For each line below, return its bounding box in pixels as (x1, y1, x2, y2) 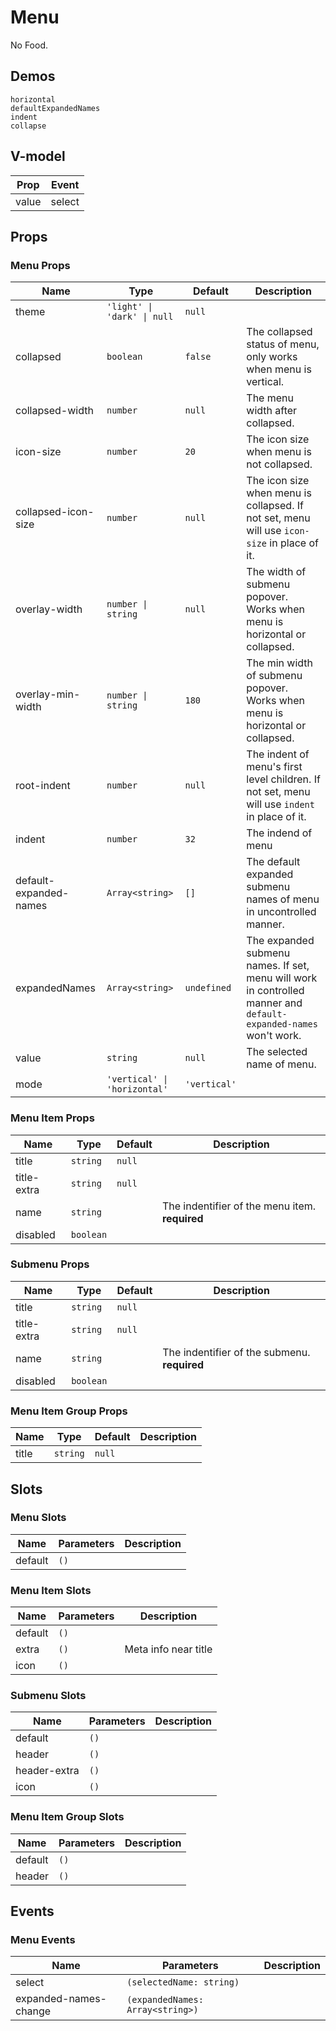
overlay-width (15, 602, 83, 616)
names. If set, (246, 959, 310, 973)
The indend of (246, 826, 313, 840)
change (15, 2004, 52, 2018)
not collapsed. (246, 457, 313, 471)
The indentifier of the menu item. (161, 1199, 317, 1213)
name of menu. (246, 1057, 317, 1071)
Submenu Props (10, 1257, 90, 1271)
